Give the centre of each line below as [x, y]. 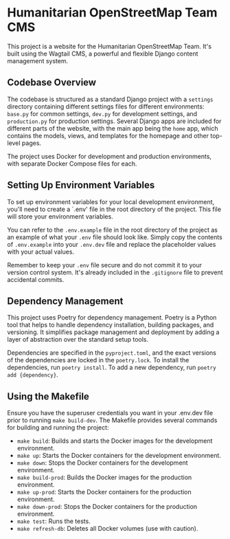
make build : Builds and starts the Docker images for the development [115, 441]
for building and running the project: [58, 428]
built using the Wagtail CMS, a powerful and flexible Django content [103, 54]
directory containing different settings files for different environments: [106, 106]
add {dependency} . [33, 375]
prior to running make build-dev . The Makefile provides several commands [112, 420]
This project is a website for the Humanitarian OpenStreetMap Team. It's [109, 46]
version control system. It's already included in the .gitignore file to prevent [115, 272]
